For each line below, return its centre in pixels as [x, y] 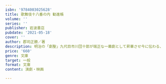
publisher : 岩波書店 [25, 28]
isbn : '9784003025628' [29, 10]
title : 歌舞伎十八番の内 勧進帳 [35, 14]
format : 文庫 [18, 65]
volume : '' [16, 19]
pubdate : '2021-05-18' [29, 33]
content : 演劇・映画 [24, 70]
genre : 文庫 [17, 56]
